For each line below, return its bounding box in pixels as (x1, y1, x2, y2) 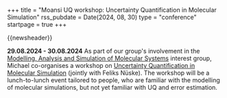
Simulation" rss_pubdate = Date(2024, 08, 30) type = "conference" (7, 13, 197, 21)
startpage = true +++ (7, 21, 67, 28)
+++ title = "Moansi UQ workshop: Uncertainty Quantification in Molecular (7, 6, 217, 14)
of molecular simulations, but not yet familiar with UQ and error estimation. (7, 84, 218, 91)
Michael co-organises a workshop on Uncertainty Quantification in (7, 62, 195, 69)
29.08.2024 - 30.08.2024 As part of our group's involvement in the (7, 47, 200, 55)
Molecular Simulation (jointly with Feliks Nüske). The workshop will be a (7, 69, 210, 77)
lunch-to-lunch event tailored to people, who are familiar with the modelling (7, 76, 221, 84)
